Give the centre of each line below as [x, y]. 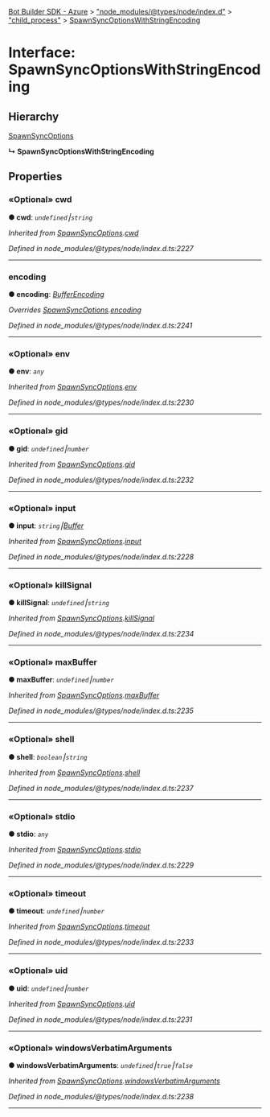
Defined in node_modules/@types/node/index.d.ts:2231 [100, 1019]
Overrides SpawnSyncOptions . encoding [75, 310]
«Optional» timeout [47, 893]
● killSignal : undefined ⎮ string [59, 603]
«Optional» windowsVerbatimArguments [90, 1048]
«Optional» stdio [42, 816]
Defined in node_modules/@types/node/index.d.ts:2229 [101, 865]
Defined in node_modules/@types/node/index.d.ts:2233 [101, 942]
